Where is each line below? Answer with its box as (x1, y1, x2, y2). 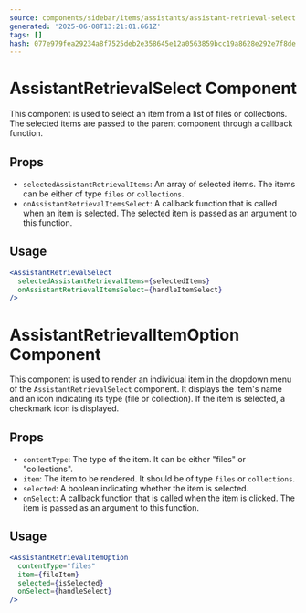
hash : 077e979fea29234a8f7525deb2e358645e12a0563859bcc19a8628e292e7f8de (9, 38, 297, 48)
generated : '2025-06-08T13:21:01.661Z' (9, 22, 162, 31)
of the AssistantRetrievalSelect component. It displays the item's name (9, 384, 283, 395)
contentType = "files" (17, 561, 96, 571)
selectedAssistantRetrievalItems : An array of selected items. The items (22, 179, 296, 189)
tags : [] (9, 30, 43, 39)
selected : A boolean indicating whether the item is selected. (22, 483, 249, 494)
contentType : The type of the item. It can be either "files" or (22, 454, 247, 465)
